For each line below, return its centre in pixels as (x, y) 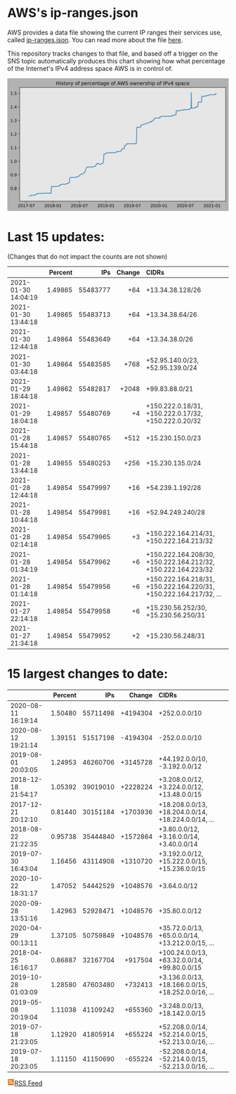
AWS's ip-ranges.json (73, 13)
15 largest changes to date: (88, 674)
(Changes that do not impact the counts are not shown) (87, 257)
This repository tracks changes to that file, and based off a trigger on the (113, 53)
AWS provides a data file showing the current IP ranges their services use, (115, 32)
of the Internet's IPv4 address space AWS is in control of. (90, 68)
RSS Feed (28, 1083)
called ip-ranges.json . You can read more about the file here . (95, 39)
